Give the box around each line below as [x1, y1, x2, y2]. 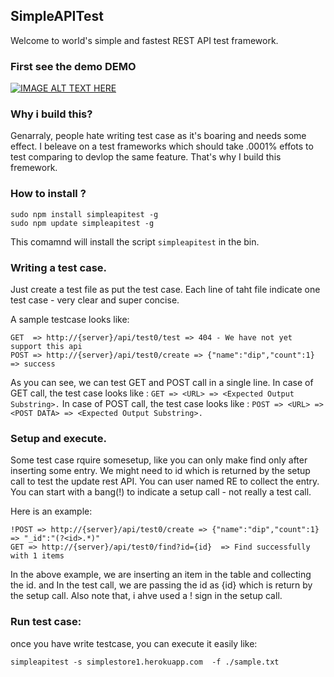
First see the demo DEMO [10, 59, 137, 73]
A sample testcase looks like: [10, 314, 130, 325]
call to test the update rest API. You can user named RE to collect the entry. [10, 475, 320, 488]
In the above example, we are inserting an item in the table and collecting [10, 569, 312, 581]
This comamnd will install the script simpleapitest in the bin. [10, 235, 260, 248]
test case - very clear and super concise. [10, 294, 180, 306]
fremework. [10, 162, 58, 174]
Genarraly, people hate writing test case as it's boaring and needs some [10, 130, 307, 142]
